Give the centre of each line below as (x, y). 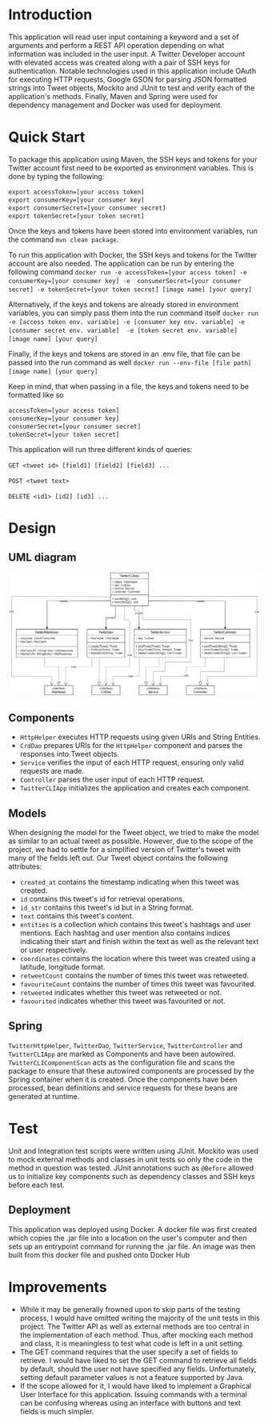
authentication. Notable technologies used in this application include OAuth (132, 70)
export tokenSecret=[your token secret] (77, 216)
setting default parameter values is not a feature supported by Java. (132, 1377)
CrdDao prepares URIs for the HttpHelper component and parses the (131, 746)
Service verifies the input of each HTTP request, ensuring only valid (132, 762)
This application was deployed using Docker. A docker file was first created (133, 1229)
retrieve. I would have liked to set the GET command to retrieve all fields (138, 1360)
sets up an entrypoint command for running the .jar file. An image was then (132, 1246)
